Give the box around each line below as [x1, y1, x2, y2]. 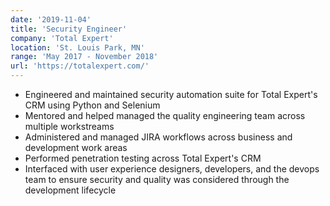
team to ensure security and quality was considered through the [24, 174, 290, 185]
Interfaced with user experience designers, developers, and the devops [24, 163, 320, 175]
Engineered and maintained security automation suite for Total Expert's [24, 89, 318, 100]
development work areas [24, 142, 128, 153]
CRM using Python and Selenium [24, 99, 161, 111]
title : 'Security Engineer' [10, 24, 128, 34]
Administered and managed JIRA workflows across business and [24, 131, 293, 143]
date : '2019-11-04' [10, 14, 92, 25]
